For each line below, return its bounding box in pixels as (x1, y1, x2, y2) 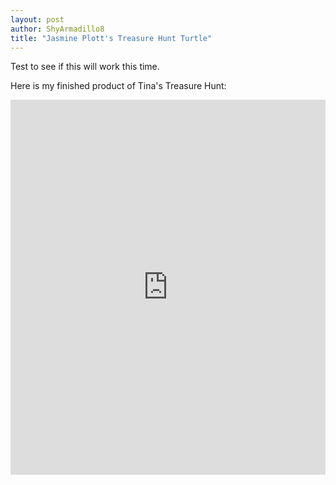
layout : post (10, 14, 65, 25)
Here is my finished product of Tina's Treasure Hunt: (10, 80, 227, 92)
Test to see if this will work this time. (10, 61, 160, 73)
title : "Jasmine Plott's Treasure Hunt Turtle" (10, 33, 213, 43)
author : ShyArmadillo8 (10, 24, 105, 34)
